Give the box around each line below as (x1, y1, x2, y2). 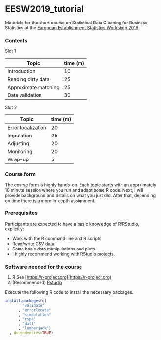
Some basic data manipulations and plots (12, 246, 95, 251)
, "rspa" (18, 317, 36, 321)
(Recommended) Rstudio (12, 280, 62, 286)
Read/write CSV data (12, 241, 55, 247)
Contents (5, 37, 28, 44)
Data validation (7, 92, 42, 99)
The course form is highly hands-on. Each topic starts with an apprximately (5, 182, 157, 188)
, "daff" (18, 321, 36, 326)
